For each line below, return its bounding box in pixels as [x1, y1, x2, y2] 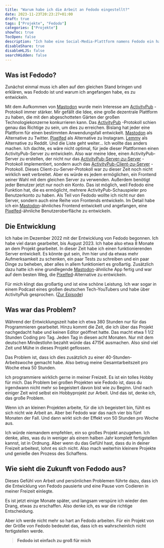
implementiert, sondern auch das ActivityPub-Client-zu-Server [23, 161, 150, 167]
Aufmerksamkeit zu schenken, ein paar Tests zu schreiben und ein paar [5, 256, 149, 262]
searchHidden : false [5, 52, 47, 58]
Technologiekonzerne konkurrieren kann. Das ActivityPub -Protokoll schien [5, 120, 156, 125]
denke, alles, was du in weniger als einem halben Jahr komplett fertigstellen [5, 435, 158, 441]
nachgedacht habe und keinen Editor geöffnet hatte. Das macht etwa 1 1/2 [5, 329, 154, 335]
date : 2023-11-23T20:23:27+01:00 [5, 12, 73, 17]
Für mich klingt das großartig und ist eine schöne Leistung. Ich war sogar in [5, 281, 157, 287]
